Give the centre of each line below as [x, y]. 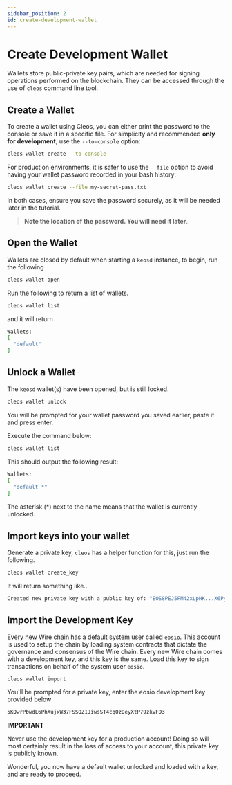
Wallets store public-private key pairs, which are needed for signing [104, 73]
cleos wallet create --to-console [57, 154]
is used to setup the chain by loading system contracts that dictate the [107, 644]
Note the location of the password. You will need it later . [106, 221]
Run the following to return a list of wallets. [68, 293]
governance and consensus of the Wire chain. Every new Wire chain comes [115, 651]
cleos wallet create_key [43, 572]
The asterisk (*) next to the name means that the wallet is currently [102, 507]
